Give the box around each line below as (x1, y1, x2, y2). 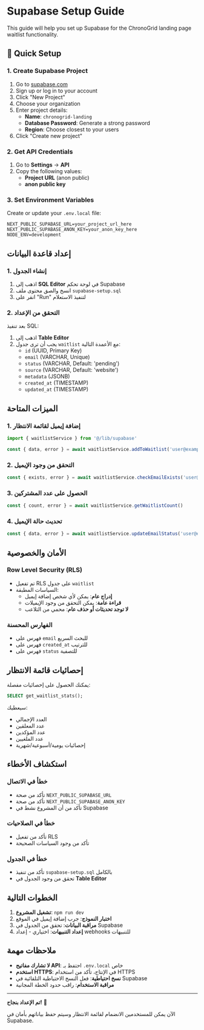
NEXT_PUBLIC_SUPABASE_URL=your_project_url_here (7, 221, 132, 227)
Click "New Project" (15, 93, 65, 101)
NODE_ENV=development (7, 232, 62, 238)
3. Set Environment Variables (7, 196, 94, 204)
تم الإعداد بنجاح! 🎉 (7, 998, 47, 1006)
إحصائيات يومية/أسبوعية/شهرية (15, 741, 86, 749)
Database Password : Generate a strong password (24, 119, 151, 126)
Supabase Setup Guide (7, 4, 125, 18)
